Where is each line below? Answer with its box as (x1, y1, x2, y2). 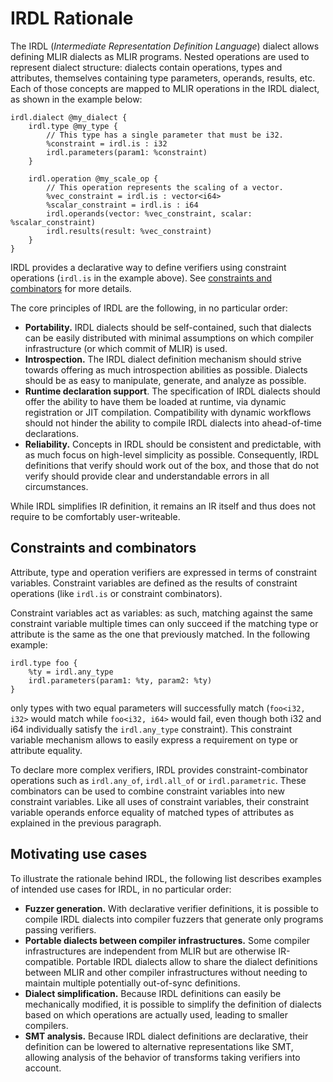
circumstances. (24, 480, 89, 492)
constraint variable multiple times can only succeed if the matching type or (10, 617, 319, 629)
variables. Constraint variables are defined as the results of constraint (10, 577, 298, 589)
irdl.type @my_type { (28, 121, 118, 131)
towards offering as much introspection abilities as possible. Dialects (24, 363, 308, 376)
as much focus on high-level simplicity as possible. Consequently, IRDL (24, 448, 320, 461)
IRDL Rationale (10, 7, 134, 30)
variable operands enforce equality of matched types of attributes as (10, 806, 295, 818)
